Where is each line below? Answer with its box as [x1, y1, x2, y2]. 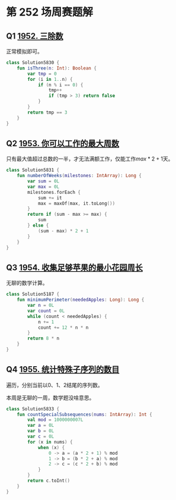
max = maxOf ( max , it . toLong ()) [37, 200, 116, 206]
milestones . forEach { [27, 189, 81, 195]
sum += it [37, 194, 62, 201]
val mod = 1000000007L [27, 417, 84, 423]
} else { [27, 222, 49, 229]
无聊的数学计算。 [6, 279, 48, 287]
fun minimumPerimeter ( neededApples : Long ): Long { [17, 297, 145, 303]
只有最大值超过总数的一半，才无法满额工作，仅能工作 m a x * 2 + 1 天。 [6, 155, 174, 162]
